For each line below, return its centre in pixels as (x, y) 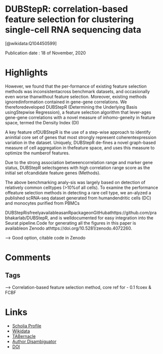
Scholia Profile (27, 326)
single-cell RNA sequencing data (73, 30)
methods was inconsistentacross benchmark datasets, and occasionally (78, 91)
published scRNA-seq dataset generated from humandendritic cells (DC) (78, 198)
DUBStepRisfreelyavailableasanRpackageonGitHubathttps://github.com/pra (81, 212)
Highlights (26, 73)
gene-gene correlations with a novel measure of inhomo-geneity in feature (80, 117)
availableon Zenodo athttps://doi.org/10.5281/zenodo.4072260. (69, 228)
